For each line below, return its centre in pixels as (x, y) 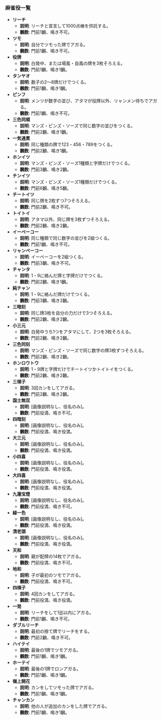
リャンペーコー (28, 251)
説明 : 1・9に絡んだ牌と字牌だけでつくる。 (62, 276)
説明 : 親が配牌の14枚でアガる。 (52, 556)
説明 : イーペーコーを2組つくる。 (53, 257)
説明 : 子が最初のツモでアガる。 (51, 575)
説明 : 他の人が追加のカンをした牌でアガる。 (65, 706)
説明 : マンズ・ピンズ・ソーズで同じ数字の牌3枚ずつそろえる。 (83, 351)
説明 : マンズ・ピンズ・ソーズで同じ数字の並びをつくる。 (78, 126)
